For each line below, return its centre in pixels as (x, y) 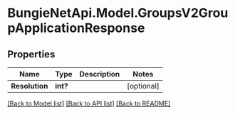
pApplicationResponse (76, 28)
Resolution (30, 86)
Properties (31, 54)
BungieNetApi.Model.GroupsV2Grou (118, 13)
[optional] (143, 86)
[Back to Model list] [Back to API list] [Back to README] (89, 103)
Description (100, 74)
